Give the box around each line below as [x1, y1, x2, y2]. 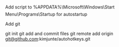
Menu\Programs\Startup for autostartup [5, 11, 88, 17]
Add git [5, 21, 21, 26]
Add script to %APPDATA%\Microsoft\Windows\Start [5, 4, 115, 10]
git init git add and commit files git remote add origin [5, 30, 113, 36]
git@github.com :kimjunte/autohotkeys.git [5, 36, 90, 41]
